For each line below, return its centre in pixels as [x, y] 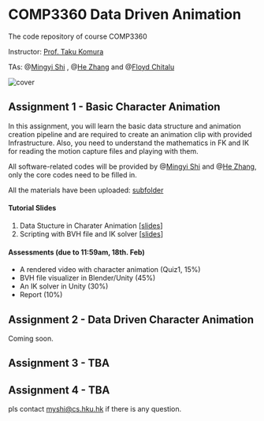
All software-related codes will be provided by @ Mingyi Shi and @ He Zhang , [132, 166]
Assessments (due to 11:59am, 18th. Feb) [76, 252]
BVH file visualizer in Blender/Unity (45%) [87, 278]
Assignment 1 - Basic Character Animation [114, 107]
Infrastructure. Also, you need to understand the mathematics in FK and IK [129, 143]
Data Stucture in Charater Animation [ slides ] [91, 225]
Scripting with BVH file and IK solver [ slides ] [91, 233]
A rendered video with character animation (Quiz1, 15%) [110, 270]
